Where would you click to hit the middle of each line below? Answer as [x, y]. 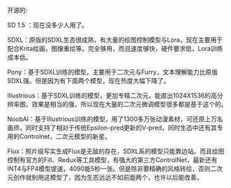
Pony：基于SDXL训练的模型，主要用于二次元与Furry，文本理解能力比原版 [113, 72]
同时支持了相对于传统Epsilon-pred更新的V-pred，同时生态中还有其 [121, 128]
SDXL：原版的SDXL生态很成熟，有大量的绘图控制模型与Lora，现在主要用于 [115, 40]
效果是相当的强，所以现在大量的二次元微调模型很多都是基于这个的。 [129, 104]
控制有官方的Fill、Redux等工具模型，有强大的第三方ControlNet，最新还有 [112, 160]
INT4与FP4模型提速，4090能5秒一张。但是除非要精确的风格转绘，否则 [109, 169]
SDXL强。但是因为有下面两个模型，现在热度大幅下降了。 [89, 81]
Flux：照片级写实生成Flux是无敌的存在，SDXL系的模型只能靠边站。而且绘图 [116, 151]
